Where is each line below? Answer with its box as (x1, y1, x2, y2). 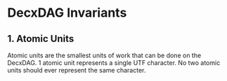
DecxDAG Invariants (7, 5, 127, 21)
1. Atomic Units (7, 33, 74, 45)
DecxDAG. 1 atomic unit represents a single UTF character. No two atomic (7, 59, 221, 67)
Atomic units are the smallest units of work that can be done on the (7, 51, 202, 59)
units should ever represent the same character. (7, 66, 146, 74)
